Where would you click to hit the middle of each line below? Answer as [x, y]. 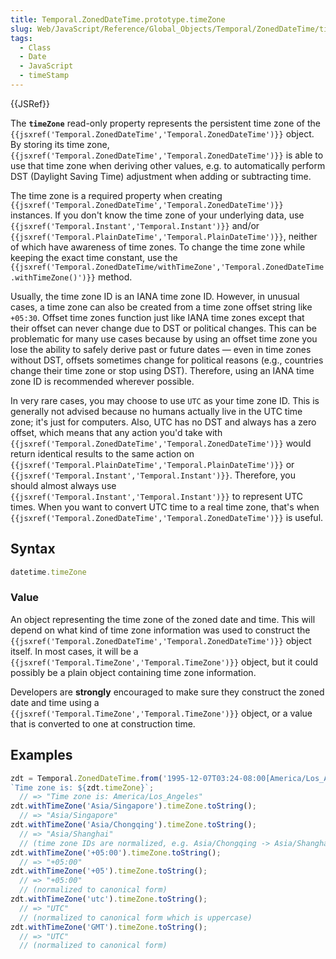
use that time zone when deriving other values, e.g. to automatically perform [168, 165]
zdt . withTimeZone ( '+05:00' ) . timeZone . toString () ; [116, 852]
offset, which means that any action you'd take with [116, 432]
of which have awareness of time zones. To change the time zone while [158, 247]
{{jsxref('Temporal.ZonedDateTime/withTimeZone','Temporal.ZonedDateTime [167, 267]
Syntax [33, 549]
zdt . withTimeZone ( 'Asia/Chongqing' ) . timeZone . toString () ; [133, 825]
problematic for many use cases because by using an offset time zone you [164, 338]
